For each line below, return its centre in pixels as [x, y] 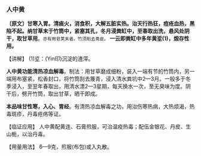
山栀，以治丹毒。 [27, 134]
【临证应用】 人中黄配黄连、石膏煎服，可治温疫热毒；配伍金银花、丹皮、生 [99, 127]
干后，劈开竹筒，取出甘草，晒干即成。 [53, 94]
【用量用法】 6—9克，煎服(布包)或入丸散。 [59, 147]
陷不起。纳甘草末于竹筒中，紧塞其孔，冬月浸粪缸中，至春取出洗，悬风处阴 [98, 31]
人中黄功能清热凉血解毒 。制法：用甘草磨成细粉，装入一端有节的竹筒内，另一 [100, 71]
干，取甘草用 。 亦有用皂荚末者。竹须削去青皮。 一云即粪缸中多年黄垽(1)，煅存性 [98, 39]
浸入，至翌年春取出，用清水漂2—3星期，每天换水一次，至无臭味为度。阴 [101, 86]
